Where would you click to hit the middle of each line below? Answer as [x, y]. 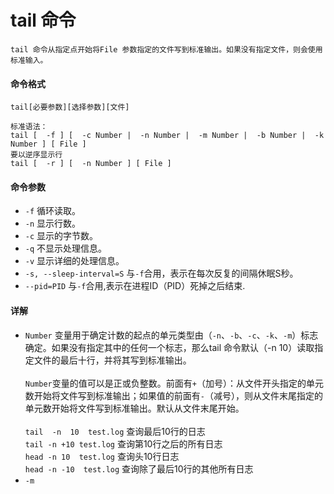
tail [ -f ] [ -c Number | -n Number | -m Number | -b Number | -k [167, 136]
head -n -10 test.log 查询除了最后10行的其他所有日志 [139, 468]
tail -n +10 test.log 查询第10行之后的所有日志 [123, 443]
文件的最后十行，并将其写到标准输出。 [112, 360]
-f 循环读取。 [53, 211]
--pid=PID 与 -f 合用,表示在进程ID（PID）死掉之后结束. [135, 286]
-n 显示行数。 [53, 223]
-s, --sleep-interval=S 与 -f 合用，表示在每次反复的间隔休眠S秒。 [161, 273]
